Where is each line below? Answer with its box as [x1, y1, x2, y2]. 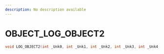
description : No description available [5, 7, 86, 12]
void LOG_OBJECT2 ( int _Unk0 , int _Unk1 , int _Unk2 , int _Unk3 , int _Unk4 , [5, 44, 161, 49]
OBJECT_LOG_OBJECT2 [5, 28, 105, 39]
